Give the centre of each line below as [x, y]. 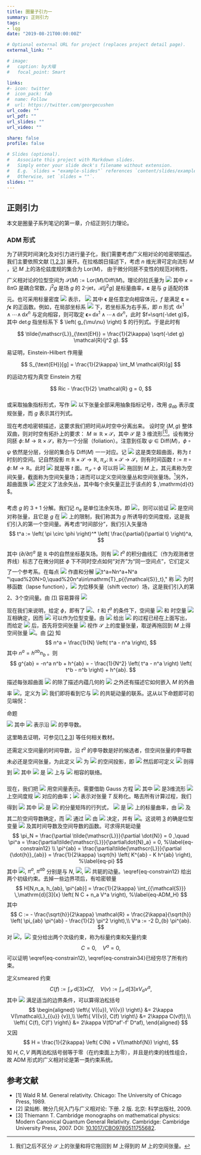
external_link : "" [30, 50]
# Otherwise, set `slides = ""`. [51, 177]
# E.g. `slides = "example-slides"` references [70, 171]
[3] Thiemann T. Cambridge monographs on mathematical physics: [98, 1116]
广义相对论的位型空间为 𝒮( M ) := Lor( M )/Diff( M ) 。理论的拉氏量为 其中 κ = [100, 280]
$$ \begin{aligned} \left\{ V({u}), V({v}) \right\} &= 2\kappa [101, 1010]
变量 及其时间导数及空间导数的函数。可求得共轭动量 [74, 826]
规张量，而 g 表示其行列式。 [41, 413]
